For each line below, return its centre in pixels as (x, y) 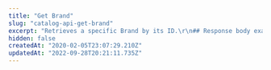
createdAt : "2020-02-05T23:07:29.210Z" (75, 46)
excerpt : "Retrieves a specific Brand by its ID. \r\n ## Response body (129, 31)
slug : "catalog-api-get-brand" (61, 23)
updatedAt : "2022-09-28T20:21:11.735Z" (75, 53)
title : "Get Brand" (41, 16)
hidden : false (32, 38)
